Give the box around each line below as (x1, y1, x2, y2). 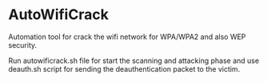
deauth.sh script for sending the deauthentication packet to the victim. (8, 64, 241, 73)
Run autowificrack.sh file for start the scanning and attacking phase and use (8, 56, 260, 65)
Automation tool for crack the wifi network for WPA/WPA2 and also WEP (8, 32, 246, 41)
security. (8, 40, 38, 49)
